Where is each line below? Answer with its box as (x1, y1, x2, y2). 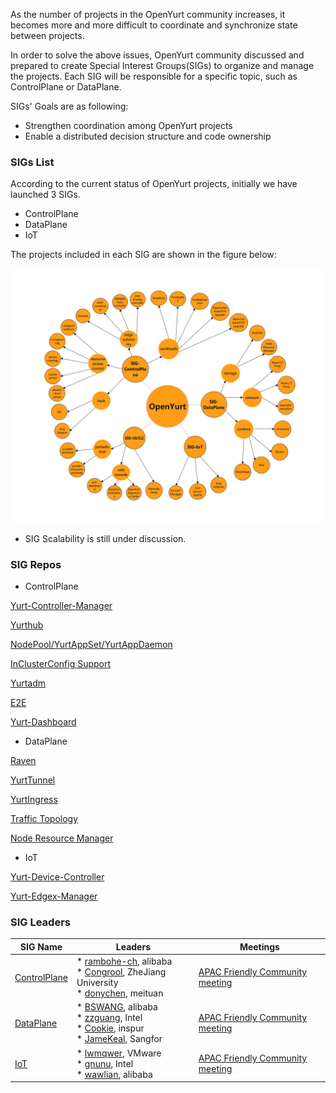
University (76, 977, 119, 989)
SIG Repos (10, 557, 62, 571)
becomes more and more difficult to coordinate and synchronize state (10, 19, 298, 31)
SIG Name (19, 940, 63, 953)
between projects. (10, 30, 85, 41)
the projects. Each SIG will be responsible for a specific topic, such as (10, 70, 298, 82)
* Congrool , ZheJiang (76, 966, 167, 978)
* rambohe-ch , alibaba (76, 955, 173, 968)
